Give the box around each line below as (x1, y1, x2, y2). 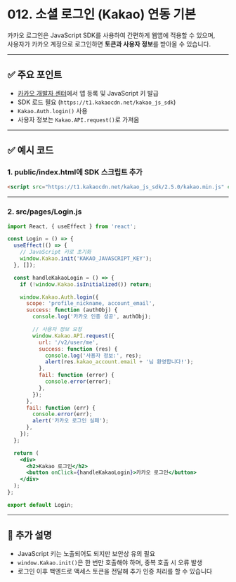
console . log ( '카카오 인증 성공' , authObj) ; (32, 313, 152, 321)
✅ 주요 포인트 (7, 69, 63, 81)
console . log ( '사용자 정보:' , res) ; (44, 352, 142, 359)
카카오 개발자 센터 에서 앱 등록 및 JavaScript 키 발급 (17, 89, 159, 97)
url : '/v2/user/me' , (38, 339, 99, 346)
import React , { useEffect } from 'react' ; (7, 223, 137, 230)
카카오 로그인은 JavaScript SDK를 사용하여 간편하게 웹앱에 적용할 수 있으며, (7, 31, 216, 39)
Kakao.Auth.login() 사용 (17, 106, 88, 115)
